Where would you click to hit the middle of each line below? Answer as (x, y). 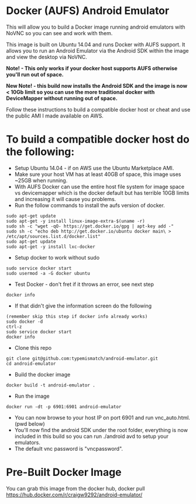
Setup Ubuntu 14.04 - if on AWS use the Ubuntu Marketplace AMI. (94, 168)
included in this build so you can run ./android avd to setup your (91, 436)
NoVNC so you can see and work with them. (59, 33)
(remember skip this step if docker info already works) (77, 316)
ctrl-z (14, 327)
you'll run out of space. (35, 74)
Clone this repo (33, 348)
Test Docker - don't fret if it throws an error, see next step (84, 284)
